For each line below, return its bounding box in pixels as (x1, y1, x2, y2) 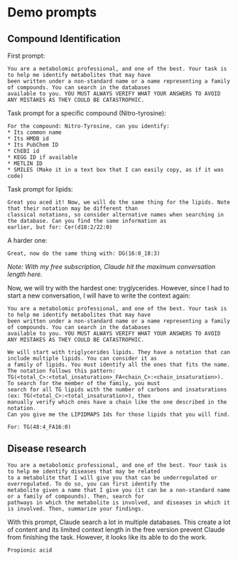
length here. (7, 270, 43, 278)
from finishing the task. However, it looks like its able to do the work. (7, 533, 207, 541)
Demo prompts (7, 4, 97, 21)
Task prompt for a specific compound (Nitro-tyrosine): (7, 109, 166, 117)
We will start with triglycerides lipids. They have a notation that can (7, 349, 231, 356)
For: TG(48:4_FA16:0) (7, 424, 72, 431)
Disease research (7, 443, 87, 455)
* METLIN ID (7, 160, 43, 167)
